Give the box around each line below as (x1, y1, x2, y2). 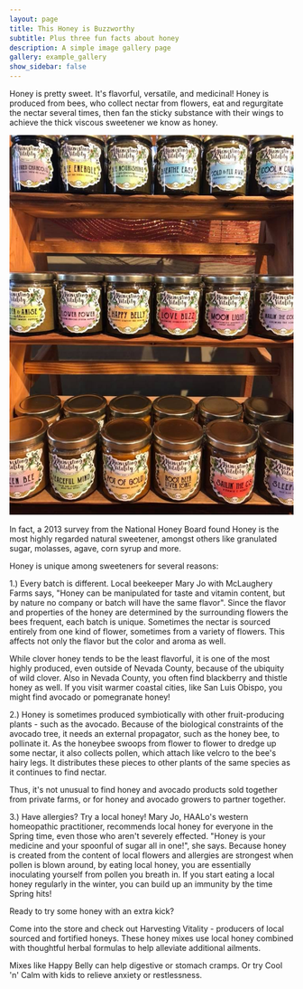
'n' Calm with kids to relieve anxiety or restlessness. (9, 970, 203, 980)
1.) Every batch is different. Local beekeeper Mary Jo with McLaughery (9, 579, 273, 589)
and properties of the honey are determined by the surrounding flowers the (9, 607, 289, 617)
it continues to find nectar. (9, 767, 107, 777)
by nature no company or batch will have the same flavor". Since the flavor (9, 598, 287, 608)
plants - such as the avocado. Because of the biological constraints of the (9, 719, 284, 730)
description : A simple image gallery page (9, 43, 171, 52)
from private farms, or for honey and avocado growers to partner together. (9, 794, 286, 805)
